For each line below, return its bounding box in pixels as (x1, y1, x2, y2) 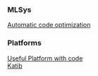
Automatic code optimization (7, 21, 91, 29)
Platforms (7, 38, 42, 48)
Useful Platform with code (7, 54, 83, 62)
